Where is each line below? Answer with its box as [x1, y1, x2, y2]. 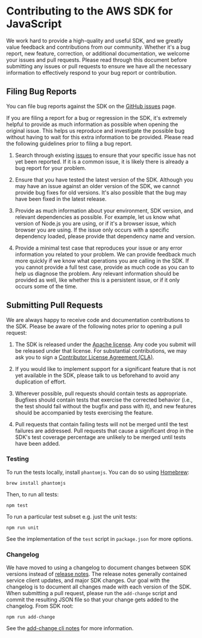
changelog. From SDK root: [6, 602, 74, 610]
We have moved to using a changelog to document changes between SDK [6, 564, 191, 571]
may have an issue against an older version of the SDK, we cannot [14, 182, 180, 189]
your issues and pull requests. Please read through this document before [6, 56, 188, 63]
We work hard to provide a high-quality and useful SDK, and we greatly [6, 37, 183, 44]
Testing [6, 455, 29, 463]
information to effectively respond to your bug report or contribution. [6, 69, 177, 76]
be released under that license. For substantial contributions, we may [14, 347, 187, 354]
